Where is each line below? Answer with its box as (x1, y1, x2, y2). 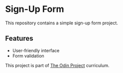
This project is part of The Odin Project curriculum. (5, 62, 110, 68)
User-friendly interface (12, 47, 60, 53)
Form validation (12, 53, 45, 59)
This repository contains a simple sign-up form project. (5, 20, 119, 26)
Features (5, 34, 33, 43)
